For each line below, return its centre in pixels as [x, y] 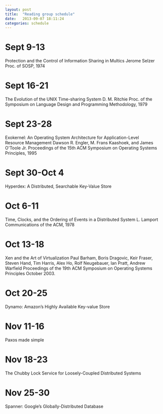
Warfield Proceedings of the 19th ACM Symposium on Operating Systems [79, 268]
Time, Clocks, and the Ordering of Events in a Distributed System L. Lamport [81, 219]
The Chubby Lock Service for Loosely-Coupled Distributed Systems [73, 373]
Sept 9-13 [25, 47]
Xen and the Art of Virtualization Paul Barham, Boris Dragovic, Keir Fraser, [79, 258]
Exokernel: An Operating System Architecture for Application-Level [72, 138]
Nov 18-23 [26, 359]
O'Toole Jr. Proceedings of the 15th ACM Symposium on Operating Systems [81, 148]
